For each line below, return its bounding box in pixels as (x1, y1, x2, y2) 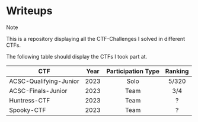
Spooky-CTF (9, 105, 46, 114)
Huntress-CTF (9, 96, 50, 104)
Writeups (6, 4, 53, 18)
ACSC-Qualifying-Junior (9, 77, 79, 85)
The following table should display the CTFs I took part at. (6, 53, 148, 60)
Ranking (165, 67, 189, 75)
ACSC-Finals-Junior (9, 86, 68, 95)
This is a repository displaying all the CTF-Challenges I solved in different (6, 35, 186, 42)
